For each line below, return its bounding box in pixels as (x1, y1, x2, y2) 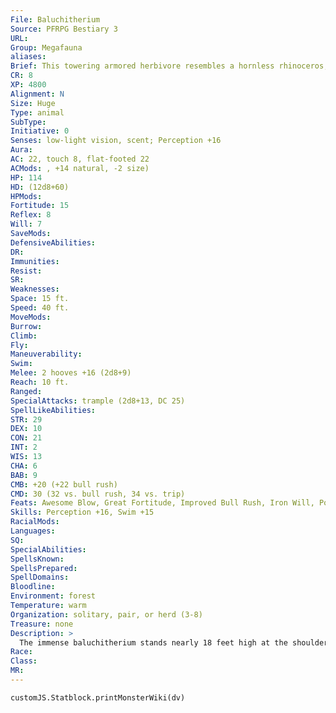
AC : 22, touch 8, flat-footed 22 (10, 154, 150, 164)
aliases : (10, 52, 47, 62)
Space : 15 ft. (10, 294, 70, 304)
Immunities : (10, 256, 60, 266)
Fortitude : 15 (10, 201, 70, 211)
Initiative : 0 (10, 126, 70, 136)
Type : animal (10, 107, 65, 118)
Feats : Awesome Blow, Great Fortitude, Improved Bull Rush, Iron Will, (10, 498, 315, 508)
